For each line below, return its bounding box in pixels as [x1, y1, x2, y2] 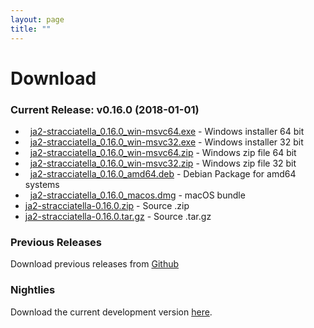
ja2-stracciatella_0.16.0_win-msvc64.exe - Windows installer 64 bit [29, 125, 305, 137]
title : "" [10, 24, 52, 34]
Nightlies [10, 283, 56, 297]
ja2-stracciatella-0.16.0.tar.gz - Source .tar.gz [24, 210, 212, 222]
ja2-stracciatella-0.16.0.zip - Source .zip [24, 199, 190, 211]
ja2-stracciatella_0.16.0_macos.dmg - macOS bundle [29, 189, 246, 201]
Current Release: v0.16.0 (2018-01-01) [10, 102, 200, 116]
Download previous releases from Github [10, 258, 180, 270]
